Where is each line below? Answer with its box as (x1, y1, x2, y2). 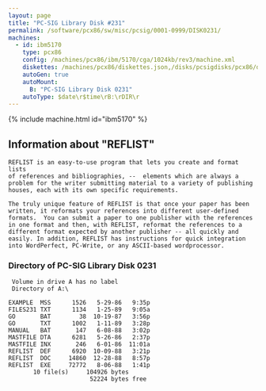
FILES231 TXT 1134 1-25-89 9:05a (8, 306, 150, 314)
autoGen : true (22, 71, 69, 79)
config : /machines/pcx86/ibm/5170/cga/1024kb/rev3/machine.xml (22, 56, 236, 64)
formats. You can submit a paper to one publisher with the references (8, 214, 253, 222)
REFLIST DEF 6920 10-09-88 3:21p (8, 347, 150, 355)
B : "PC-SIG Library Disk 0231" (28, 85, 133, 94)
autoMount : (22, 78, 59, 86)
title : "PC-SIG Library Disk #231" (8, 19, 126, 27)
